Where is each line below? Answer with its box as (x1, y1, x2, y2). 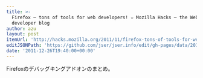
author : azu (6, 25, 36, 32)
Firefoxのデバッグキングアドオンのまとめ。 (6, 65, 114, 72)
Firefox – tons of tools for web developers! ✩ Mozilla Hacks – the (11, 14, 188, 20)
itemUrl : (6, 37, 28, 43)
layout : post (6, 31, 39, 37)
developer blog (11, 20, 50, 26)
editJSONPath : (6, 43, 42, 49)
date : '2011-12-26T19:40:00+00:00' (6, 48, 96, 54)
